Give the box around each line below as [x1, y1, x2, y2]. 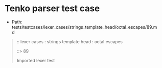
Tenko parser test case [4, 3, 100, 14]
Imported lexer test [16, 57, 55, 63]
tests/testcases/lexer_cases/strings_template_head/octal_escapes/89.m [11, 24, 157, 30]
